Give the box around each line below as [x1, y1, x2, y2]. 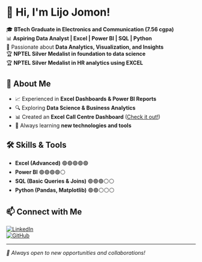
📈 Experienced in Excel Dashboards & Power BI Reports [14, 95, 157, 102]
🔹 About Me [6, 79, 51, 89]
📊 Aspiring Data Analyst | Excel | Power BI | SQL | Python [6, 34, 152, 41]
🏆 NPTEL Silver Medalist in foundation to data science [6, 50, 146, 57]
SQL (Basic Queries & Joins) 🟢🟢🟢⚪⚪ [14, 177, 114, 184]
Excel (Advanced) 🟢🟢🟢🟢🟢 [14, 159, 89, 166]
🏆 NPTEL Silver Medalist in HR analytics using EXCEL [6, 59, 143, 66]
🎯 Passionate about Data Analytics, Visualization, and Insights [6, 43, 164, 50]
